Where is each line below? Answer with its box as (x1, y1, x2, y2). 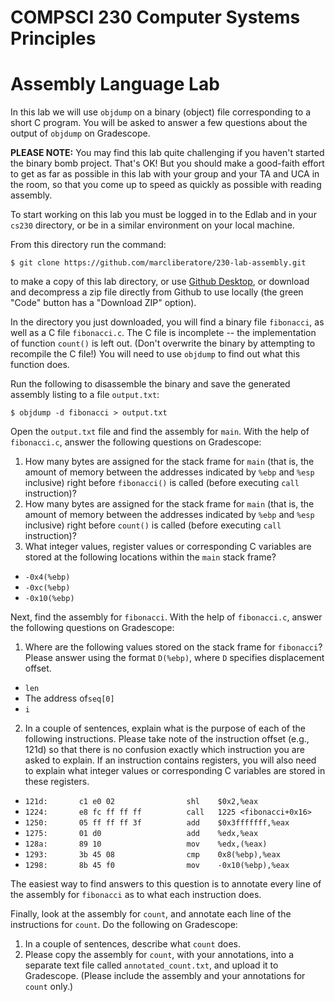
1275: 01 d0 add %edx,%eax (24, 829, 259, 839)
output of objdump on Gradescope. (10, 127, 151, 140)
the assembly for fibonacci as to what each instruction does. (10, 889, 262, 901)
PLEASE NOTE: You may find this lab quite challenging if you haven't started (10, 147, 325, 159)
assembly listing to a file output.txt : (10, 389, 160, 401)
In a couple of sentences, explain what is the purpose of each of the (24, 722, 306, 735)
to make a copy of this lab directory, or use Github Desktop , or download (10, 276, 310, 288)
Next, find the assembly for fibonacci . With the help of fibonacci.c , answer (10, 611, 323, 623)
